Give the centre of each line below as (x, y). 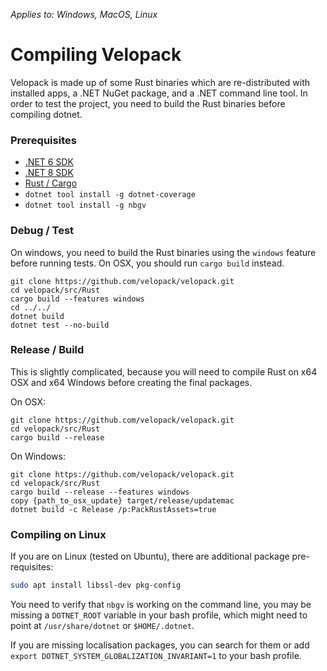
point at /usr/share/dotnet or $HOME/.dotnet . (102, 625)
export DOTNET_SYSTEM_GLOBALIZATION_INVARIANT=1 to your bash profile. (156, 655)
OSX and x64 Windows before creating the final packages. (131, 382)
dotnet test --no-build (60, 325)
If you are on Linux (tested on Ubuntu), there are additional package (150, 556)
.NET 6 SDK (49, 162)
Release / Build (47, 350)
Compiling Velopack (96, 55)
